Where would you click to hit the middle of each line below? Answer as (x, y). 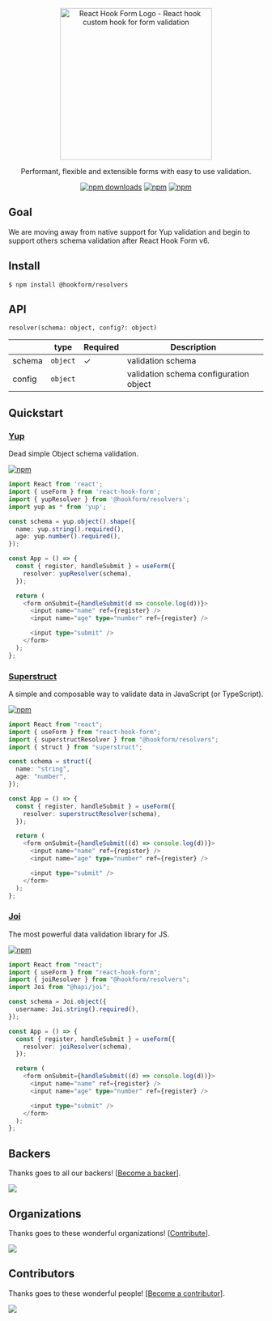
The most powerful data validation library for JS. (89, 934)
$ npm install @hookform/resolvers (68, 285)
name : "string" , (43, 769)
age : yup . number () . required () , (68, 537)
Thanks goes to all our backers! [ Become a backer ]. (95, 1173)
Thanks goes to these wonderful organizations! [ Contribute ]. (109, 1233)
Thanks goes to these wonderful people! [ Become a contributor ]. (117, 1293)
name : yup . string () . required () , (70, 529)
